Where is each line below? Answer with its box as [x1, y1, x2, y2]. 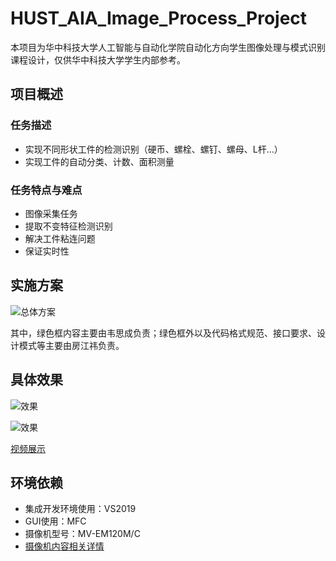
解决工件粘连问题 [24, 232, 96, 244]
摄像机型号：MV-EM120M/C [24, 528, 141, 540]
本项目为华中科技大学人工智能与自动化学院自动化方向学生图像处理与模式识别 [10, 41, 326, 53]
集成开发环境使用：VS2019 [24, 503, 137, 515]
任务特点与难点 [10, 183, 83, 197]
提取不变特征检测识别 [24, 220, 113, 232]
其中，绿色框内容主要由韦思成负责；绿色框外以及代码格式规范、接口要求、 [10, 327, 317, 339]
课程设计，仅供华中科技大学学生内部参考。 [10, 53, 186, 66]
